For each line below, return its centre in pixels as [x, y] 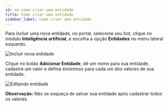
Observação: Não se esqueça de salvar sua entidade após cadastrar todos [84, 94]
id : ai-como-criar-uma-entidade [39, 10]
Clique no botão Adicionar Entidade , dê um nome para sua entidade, [77, 64]
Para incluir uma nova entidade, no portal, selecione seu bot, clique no [79, 34]
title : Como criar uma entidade [39, 15]
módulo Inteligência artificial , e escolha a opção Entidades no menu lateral [84, 39]
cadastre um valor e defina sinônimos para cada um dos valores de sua [80, 69]
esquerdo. [16, 44]
